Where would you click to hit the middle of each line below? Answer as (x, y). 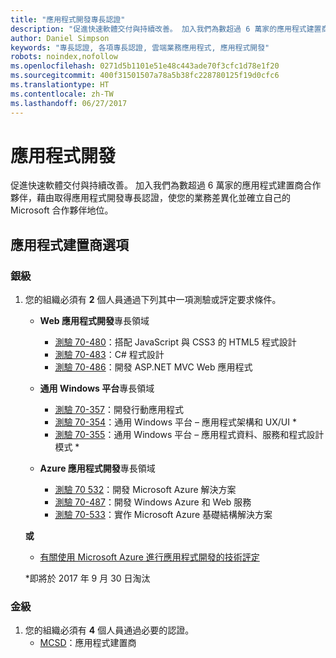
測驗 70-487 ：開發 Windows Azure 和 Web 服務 (153, 502)
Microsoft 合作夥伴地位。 (62, 210)
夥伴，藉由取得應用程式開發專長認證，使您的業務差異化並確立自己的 (150, 198)
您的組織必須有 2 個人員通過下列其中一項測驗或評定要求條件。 (153, 300)
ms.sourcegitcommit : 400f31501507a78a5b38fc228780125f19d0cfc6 (145, 76)
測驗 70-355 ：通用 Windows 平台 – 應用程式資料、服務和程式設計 (189, 435)
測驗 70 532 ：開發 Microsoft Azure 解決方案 (145, 490)
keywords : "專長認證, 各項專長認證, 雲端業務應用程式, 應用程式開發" (140, 47)
